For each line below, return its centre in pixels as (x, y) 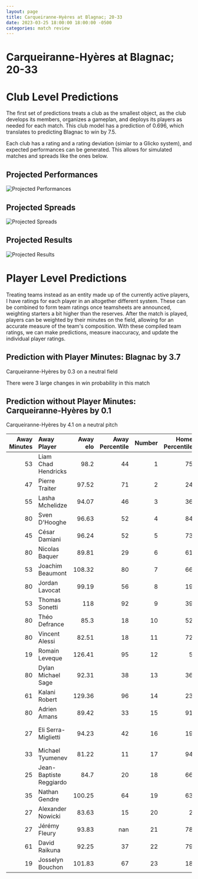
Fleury (47, 834)
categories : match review (38, 28)
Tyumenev (53, 758)
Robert (47, 699)
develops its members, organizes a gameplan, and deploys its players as (94, 119)
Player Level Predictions (67, 278)
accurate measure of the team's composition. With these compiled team (94, 326)
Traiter (47, 489)
